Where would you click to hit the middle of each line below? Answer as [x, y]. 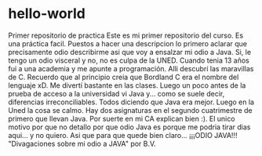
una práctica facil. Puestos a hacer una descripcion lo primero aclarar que [127, 43]
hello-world [47, 14]
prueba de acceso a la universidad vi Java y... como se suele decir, [116, 93]
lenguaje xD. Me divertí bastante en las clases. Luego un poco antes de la [127, 85]
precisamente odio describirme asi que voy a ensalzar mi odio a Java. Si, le [130, 52]
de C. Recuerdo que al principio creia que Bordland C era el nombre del [124, 77]
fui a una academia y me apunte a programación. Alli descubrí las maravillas [131, 68]
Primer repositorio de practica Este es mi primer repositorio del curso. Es [126, 35]
